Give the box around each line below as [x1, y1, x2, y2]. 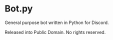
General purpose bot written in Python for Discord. [4, 19, 109, 25]
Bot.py [4, 3, 33, 14]
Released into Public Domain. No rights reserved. [4, 29, 106, 35]
